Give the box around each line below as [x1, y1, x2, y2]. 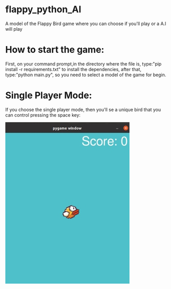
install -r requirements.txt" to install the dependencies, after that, [5, 66, 142, 72]
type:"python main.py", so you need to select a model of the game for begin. [5, 72, 166, 78]
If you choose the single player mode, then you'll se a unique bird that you [5, 106, 161, 113]
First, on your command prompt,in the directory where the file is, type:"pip [5, 60, 162, 67]
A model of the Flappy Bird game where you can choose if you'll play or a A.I [5, 20, 166, 27]
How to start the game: [5, 44, 105, 56]
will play [5, 26, 23, 32]
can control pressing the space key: [5, 112, 81, 118]
